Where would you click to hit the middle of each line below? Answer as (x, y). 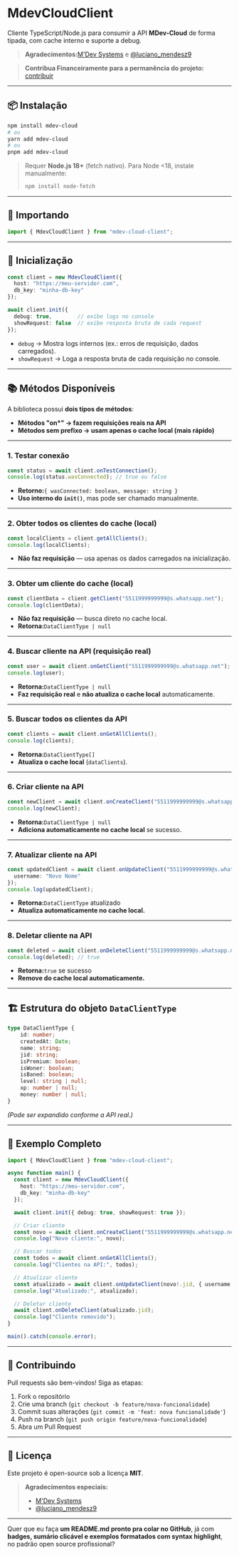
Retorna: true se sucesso (55, 970)
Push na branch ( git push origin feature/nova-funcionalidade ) (112, 1419)
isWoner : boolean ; (47, 1068)
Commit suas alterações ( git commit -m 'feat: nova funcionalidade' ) (122, 1411)
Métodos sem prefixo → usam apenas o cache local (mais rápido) (116, 431)
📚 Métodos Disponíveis (62, 388)
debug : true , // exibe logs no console (84, 316)
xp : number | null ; (49, 1088)
